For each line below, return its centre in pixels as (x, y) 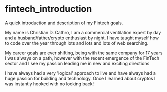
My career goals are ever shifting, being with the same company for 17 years (84, 53)
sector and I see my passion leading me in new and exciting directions (77, 63)
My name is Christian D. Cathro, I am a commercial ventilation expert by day (83, 32)
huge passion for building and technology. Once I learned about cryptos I (80, 78)
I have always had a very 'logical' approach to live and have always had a (81, 73)
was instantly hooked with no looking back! (50, 84)
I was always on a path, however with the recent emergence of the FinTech (82, 58)
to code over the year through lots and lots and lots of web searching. (77, 43)
